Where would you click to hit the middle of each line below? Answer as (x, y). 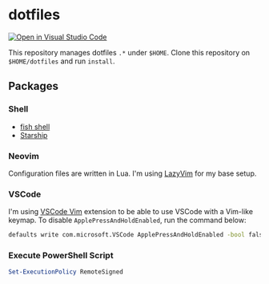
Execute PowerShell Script (61, 256)
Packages (33, 86)
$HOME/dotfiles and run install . (62, 61)
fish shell (35, 127)
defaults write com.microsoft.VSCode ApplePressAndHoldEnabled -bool (127, 235)
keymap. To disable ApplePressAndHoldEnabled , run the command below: (127, 220)
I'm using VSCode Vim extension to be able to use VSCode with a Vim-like (131, 212)
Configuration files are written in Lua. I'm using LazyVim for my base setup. (132, 173)
